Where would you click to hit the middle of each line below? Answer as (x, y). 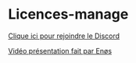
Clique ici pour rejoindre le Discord (64, 36)
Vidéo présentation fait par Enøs (60, 51)
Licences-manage (68, 14)
